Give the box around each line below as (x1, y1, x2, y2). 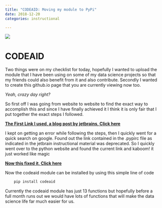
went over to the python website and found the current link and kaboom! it (5, 146, 154, 151)
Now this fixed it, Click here (5, 160, 62, 166)
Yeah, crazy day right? (5, 92, 51, 97)
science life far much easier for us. (5, 198, 75, 205)
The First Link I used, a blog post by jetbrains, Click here (5, 121, 121, 127)
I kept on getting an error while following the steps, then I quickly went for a (5, 130, 157, 136)
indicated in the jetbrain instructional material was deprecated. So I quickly (5, 141, 155, 147)
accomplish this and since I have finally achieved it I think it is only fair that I (5, 106, 157, 112)
